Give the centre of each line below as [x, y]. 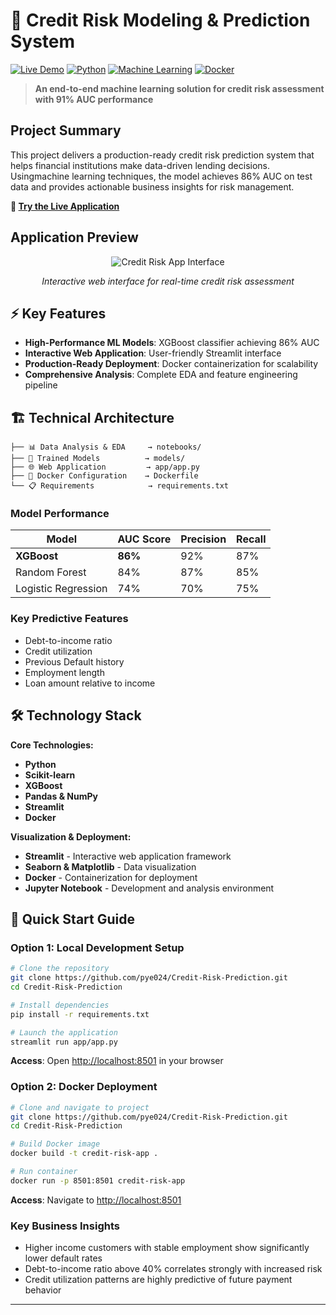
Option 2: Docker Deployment [84, 1087]
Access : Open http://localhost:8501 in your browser [117, 1061]
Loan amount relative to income [90, 683]
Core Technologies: [52, 745]
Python [40, 764]
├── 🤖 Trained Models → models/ [98, 459]
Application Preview [74, 237]
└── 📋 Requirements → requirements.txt [119, 486]
